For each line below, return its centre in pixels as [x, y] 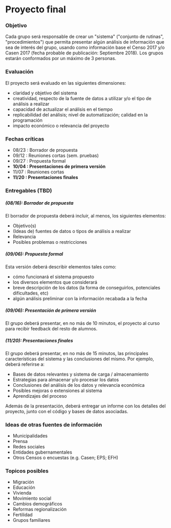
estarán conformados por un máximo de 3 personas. [61, 58]
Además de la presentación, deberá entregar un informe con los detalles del [85, 406]
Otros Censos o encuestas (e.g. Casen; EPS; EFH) [66, 458]
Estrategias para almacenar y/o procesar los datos [66, 379]
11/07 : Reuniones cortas [38, 172]
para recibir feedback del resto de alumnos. [51, 328]
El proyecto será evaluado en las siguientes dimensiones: [66, 83]
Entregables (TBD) [29, 191]
